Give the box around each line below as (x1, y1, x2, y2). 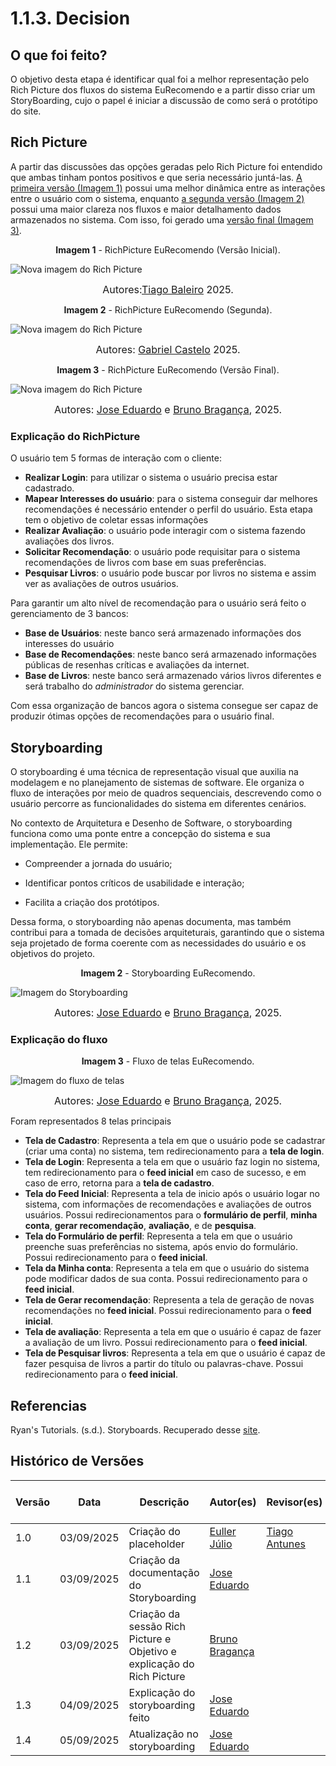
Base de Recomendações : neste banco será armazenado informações (24, 648, 317, 661)
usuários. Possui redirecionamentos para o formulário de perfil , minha (24, 1209, 318, 1221)
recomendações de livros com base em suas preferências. (24, 557, 267, 569)
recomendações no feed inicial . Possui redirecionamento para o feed (24, 1305, 312, 1317)
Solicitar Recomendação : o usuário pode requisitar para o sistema (24, 546, 301, 558)
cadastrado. (24, 482, 75, 494)
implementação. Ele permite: (10, 838, 128, 850)
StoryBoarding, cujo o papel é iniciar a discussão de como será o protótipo (10, 95, 318, 106)
